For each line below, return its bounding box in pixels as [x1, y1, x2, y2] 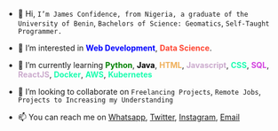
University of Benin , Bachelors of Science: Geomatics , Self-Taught [17, 18, 270, 28]
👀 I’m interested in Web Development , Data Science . [17, 42, 212, 53]
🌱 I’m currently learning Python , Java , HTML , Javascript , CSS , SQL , [17, 60, 269, 70]
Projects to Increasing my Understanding [17, 96, 173, 104]
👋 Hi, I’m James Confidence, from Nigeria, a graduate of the [17, 9, 249, 19]
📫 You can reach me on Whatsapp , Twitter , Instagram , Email [17, 112, 241, 122]
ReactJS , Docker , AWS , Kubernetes [17, 69, 153, 80]
